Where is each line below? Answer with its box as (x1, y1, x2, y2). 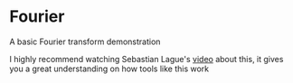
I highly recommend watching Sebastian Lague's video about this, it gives (9, 53, 284, 64)
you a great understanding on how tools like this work (9, 63, 210, 74)
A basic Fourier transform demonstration (9, 36, 161, 47)
